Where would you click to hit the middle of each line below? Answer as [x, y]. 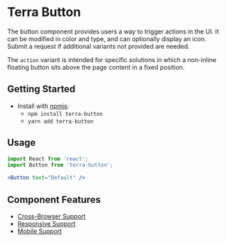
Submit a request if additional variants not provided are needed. [98, 46]
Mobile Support [40, 231]
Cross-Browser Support [51, 216]
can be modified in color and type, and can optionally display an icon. [107, 38]
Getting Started [41, 89]
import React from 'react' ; [48, 159]
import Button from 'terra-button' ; [60, 165]
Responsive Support [46, 224]
